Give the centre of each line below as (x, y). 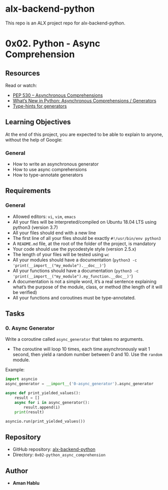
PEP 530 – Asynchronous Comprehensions (58, 95)
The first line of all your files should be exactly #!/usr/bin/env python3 (87, 238)
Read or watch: (21, 85)
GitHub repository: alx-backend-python (54, 449)
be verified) (25, 292)
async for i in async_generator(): (52, 402)
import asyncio (21, 379)
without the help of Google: (34, 140)
